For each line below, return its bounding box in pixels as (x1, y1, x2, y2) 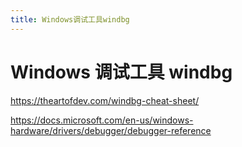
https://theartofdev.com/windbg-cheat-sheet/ (10, 94, 200, 106)
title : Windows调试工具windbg (10, 14, 130, 25)
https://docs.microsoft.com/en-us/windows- (10, 114, 194, 126)
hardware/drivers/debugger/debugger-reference (10, 124, 212, 136)
